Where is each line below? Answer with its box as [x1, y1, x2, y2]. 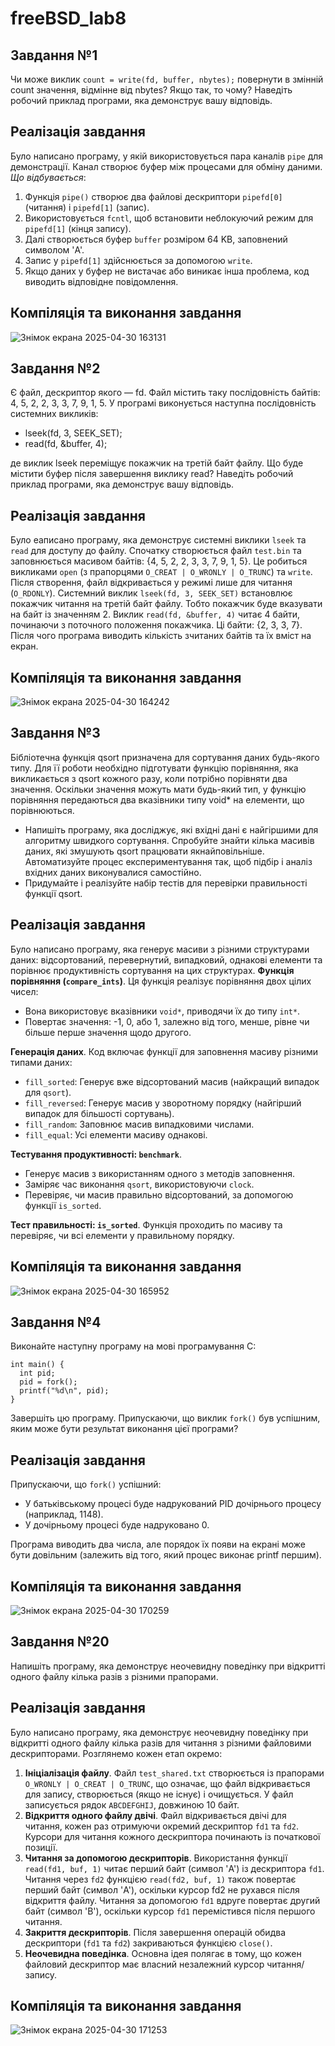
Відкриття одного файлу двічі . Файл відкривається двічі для [24, 1809, 287, 1821]
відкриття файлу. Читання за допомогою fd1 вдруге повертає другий [24, 1894, 321, 1906]
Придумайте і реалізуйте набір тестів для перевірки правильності [24, 877, 308, 889]
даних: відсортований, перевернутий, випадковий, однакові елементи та [10, 953, 323, 966]
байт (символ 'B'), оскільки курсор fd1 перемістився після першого [24, 1905, 316, 1917]
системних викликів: [10, 408, 99, 420]
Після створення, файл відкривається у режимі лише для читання [10, 577, 293, 589]
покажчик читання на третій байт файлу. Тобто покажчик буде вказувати [10, 598, 323, 610]
